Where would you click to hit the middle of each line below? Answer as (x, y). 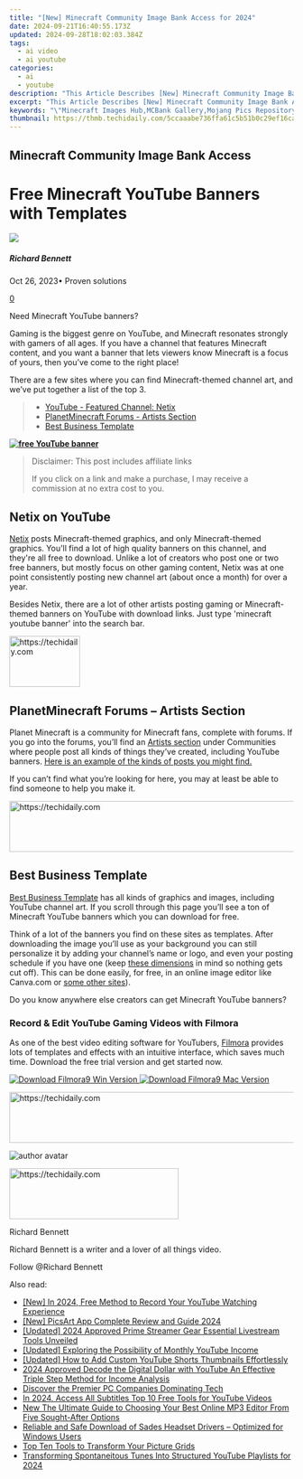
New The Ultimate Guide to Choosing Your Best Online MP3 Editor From (156, 1408)
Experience (43, 1312)
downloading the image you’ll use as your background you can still (133, 943)
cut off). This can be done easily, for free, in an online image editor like (141, 972)
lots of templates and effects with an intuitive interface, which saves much (147, 1052)
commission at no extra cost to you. (98, 488)
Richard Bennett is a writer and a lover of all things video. (115, 1249)
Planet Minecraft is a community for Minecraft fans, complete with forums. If (151, 732)
